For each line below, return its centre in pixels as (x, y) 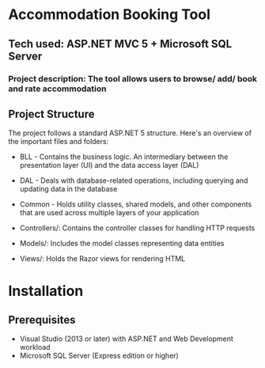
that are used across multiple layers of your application (109, 213)
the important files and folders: (59, 142)
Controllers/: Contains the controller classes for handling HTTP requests (137, 228)
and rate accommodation (57, 89)
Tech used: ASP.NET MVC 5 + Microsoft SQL (120, 44)
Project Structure (51, 114)
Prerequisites (42, 319)
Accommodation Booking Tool (110, 15)
